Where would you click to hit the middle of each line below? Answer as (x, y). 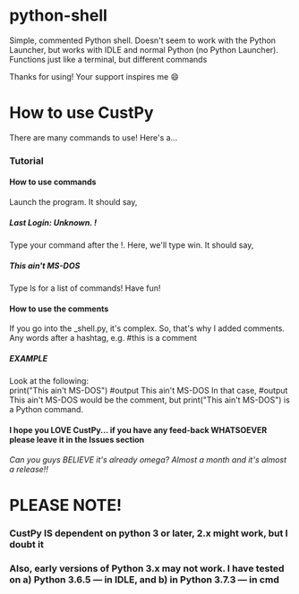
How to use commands (53, 182)
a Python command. (46, 410)
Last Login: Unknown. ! (53, 222)
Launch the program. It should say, (73, 202)
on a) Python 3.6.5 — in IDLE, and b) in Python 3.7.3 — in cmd (144, 580)
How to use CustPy (81, 113)
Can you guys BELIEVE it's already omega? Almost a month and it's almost (148, 460)
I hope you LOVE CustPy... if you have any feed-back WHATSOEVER (138, 429)
